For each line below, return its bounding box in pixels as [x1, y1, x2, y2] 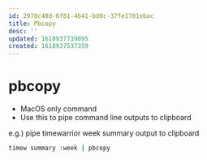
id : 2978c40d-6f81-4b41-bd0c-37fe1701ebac [8, 11, 154, 20]
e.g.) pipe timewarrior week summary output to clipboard [8, 128, 200, 138]
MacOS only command [19, 104, 97, 114]
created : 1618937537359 [8, 42, 89, 50]
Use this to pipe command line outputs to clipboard [19, 113, 192, 123]
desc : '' [8, 27, 38, 35]
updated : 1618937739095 [8, 34, 89, 43]
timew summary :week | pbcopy [8, 144, 111, 153]
